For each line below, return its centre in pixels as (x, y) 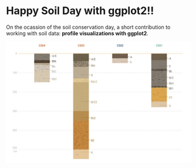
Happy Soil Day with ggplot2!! (80, 11)
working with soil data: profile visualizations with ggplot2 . (77, 33)
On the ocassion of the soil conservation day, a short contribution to (88, 27)
